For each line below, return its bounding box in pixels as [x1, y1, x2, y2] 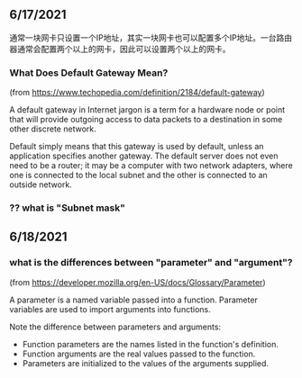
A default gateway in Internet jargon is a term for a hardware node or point [9, 104, 286, 115]
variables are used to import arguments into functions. [9, 303, 211, 314]
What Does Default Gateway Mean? [9, 67, 169, 79]
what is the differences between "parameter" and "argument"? [9, 256, 293, 269]
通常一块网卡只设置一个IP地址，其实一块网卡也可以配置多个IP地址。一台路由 [9, 31, 293, 43]
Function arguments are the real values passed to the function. [22, 348, 256, 359]
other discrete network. [9, 123, 96, 134]
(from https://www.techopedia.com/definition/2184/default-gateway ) [9, 87, 266, 98]
